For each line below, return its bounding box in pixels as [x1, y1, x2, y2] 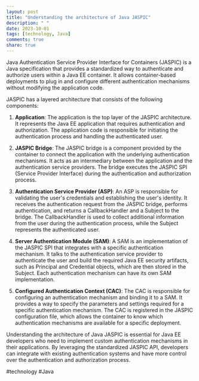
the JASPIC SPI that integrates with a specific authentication [14, 244, 164, 251]
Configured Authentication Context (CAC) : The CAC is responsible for [14, 287, 191, 294]
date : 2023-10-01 [6, 25, 50, 32]
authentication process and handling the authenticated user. [14, 132, 163, 140]
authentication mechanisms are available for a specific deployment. [14, 319, 182, 326]
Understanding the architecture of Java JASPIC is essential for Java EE [6, 331, 181, 338]
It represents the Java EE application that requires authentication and [14, 120, 185, 127]
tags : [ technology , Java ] [6, 31, 71, 37]
